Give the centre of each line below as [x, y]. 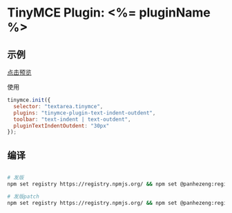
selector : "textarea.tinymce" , [58, 106]
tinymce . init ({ [29, 100]
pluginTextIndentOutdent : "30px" [61, 125]
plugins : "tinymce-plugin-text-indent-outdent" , [85, 113]
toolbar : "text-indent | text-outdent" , [72, 119]
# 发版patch [23, 196]
